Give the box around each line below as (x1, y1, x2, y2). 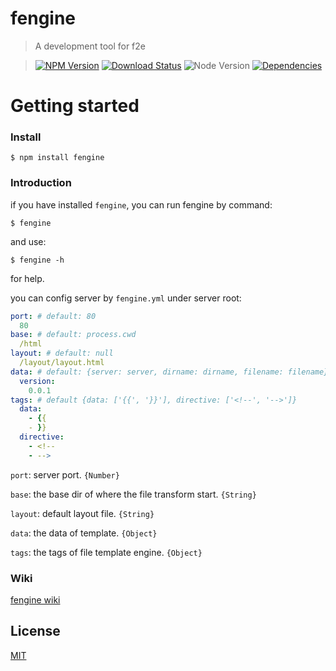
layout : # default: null (10, 348, 114, 359)
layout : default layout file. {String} (10, 507, 155, 519)
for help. (10, 272, 45, 284)
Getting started (10, 95, 140, 117)
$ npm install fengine (10, 153, 105, 163)
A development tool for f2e (34, 40, 146, 52)
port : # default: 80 (10, 311, 97, 321)
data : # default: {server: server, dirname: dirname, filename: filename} (10, 367, 329, 377)
